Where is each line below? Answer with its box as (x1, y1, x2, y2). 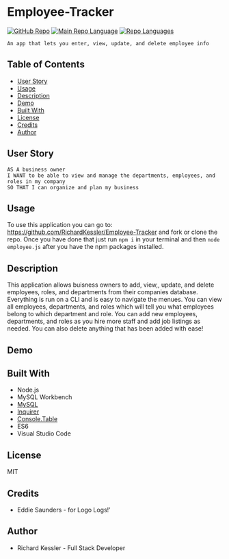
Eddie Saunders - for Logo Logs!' (16, 506, 111, 514)
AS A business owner (7, 166, 66, 173)
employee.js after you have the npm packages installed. (7, 243, 164, 251)
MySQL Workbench (16, 393, 72, 401)
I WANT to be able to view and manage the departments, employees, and (7, 172, 215, 179)
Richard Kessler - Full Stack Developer (16, 543, 126, 552)
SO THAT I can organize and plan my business (7, 184, 139, 191)
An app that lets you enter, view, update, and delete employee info (7, 40, 210, 47)
